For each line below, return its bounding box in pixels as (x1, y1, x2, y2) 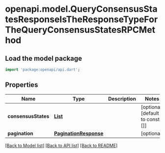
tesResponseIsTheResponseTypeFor (5, 14, 158, 25)
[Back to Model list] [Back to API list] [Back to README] (5, 142, 118, 148)
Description (108, 95, 137, 102)
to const (140, 116, 160, 123)
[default (140, 109, 159, 116)
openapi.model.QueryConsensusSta (5, 3, 158, 15)
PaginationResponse (54, 130, 104, 137)
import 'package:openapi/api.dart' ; (5, 67, 80, 72)
